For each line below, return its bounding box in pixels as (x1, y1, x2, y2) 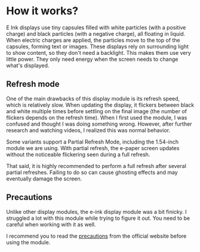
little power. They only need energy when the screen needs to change (6, 55, 179, 63)
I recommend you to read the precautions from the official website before (6, 232, 187, 239)
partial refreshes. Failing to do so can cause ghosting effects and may (6, 169, 178, 176)
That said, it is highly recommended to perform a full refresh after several (6, 162, 187, 169)
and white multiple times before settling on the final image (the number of (6, 107, 187, 114)
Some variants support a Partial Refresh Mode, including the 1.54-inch (6, 138, 179, 145)
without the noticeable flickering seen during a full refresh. (6, 151, 150, 158)
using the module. (6, 238, 51, 245)
